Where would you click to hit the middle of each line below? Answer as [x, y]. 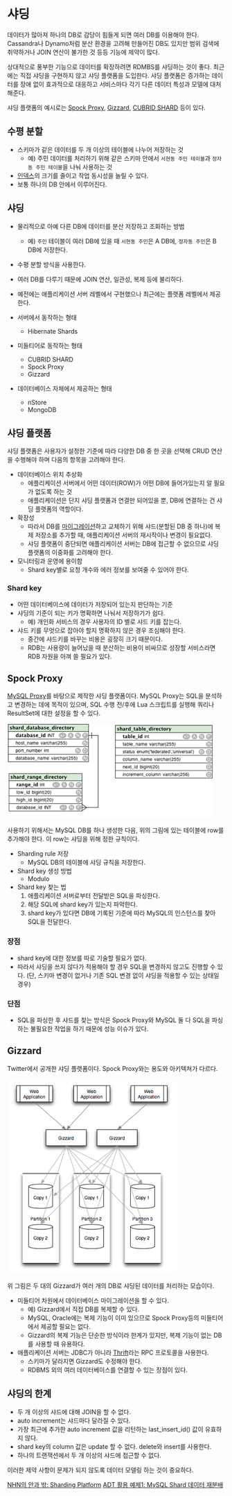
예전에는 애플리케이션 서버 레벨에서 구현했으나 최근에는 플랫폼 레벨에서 [113, 294]
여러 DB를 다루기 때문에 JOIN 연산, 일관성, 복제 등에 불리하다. [100, 279]
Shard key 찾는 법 [42, 887]
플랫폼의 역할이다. [59, 509]
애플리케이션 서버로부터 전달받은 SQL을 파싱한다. [94, 896]
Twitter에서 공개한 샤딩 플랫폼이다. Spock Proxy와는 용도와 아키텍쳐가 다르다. [113, 1068]
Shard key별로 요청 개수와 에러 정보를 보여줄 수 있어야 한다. [108, 570]
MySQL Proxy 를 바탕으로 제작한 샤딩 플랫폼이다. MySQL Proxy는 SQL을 [106, 696]
